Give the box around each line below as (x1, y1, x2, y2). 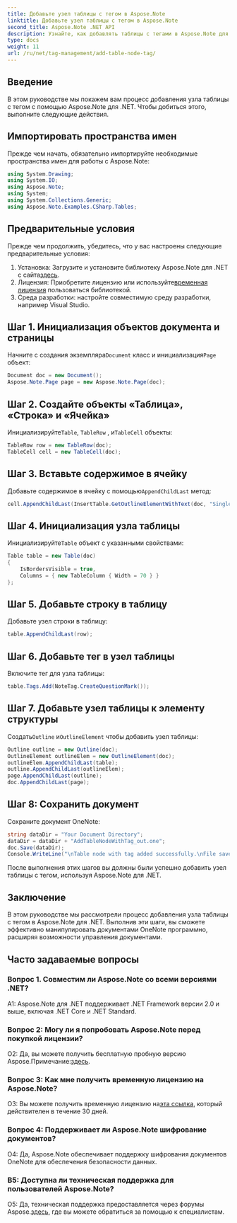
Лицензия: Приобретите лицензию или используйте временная (17, 277, 208, 287)
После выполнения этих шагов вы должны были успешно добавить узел (7, 863, 227, 872)
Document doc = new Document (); (7, 372, 102, 379)
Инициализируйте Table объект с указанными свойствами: (7, 539, 184, 547)
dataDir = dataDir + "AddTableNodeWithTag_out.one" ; (7, 837, 166, 844)
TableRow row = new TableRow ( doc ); (7, 442, 112, 449)
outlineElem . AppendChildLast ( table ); (7, 759, 119, 766)
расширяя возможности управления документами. (7, 933, 163, 941)
